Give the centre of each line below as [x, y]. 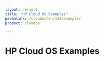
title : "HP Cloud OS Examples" [37, 14]
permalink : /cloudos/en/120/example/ [43, 18]
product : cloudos [22, 23]
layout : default [21, 9]
